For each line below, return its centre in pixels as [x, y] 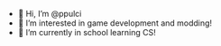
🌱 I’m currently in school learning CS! [87, 32]
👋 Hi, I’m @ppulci [50, 14]
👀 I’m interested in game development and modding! [115, 23]
